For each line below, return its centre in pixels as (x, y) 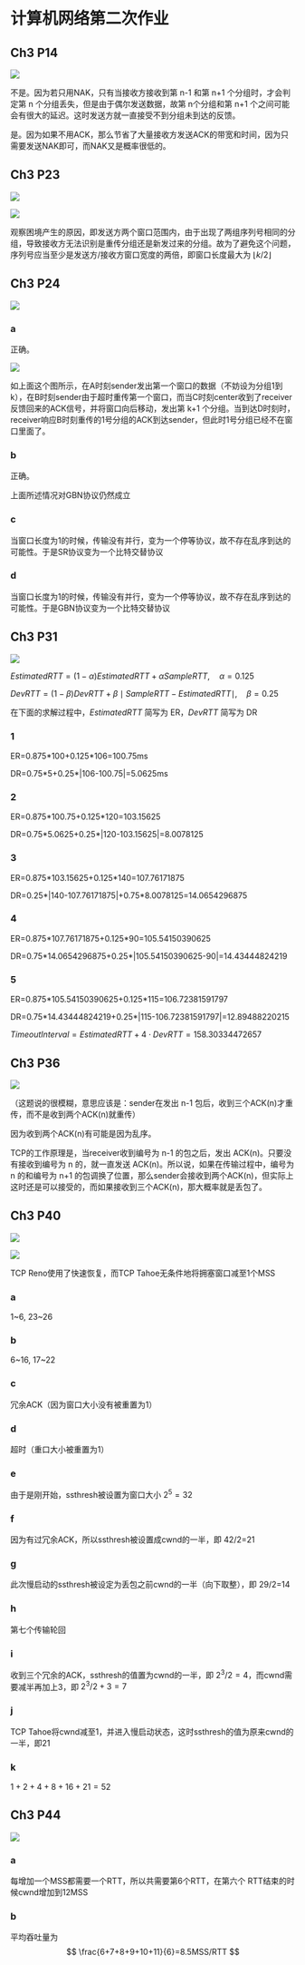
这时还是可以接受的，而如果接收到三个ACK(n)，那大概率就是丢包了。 (139, 1187)
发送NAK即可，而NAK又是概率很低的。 (98, 146)
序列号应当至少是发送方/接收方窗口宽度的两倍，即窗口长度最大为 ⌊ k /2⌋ (141, 254)
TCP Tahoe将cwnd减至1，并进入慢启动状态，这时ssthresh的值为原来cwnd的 (152, 1731)
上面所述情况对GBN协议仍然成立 (71, 495)
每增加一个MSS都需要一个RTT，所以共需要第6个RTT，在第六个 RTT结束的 (149, 1881)
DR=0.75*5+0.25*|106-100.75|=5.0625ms (89, 773)
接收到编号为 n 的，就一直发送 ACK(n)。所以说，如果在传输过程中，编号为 (156, 1164)
